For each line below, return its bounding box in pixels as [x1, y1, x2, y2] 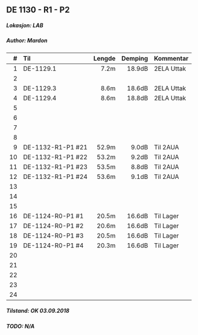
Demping [121, 54, 148, 62]
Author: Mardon [6, 37, 48, 44]
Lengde [93, 54, 116, 62]
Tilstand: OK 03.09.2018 [6, 307, 69, 314]
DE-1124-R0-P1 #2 [23, 221, 84, 230]
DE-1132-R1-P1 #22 [23, 152, 88, 161]
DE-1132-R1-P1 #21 [23, 143, 88, 151]
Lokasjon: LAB [6, 21, 43, 29]
